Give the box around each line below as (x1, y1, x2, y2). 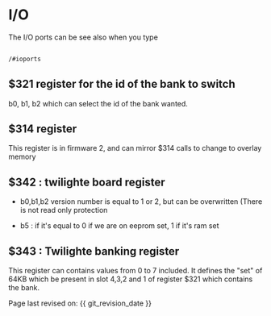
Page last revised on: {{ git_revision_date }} (8, 298, 152, 308)
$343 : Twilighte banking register (8, 244, 180, 258)
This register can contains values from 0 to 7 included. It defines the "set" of (8, 266, 263, 276)
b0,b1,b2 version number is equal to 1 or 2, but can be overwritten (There (19, 197, 263, 206)
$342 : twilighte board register (8, 175, 165, 189)
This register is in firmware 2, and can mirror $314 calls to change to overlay (8, 143, 262, 153)
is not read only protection (19, 206, 108, 215)
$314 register (8, 123, 77, 136)
